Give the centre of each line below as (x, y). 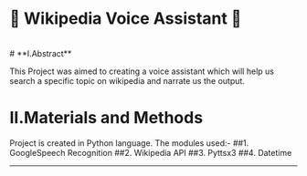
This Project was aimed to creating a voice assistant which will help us (142, 71)
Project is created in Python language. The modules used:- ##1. (129, 143)
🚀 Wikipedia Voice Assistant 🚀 (126, 19)
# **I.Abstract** (41, 53)
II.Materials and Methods (106, 118)
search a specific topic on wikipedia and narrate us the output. (127, 80)
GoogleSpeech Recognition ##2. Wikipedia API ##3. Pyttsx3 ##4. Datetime (151, 152)
